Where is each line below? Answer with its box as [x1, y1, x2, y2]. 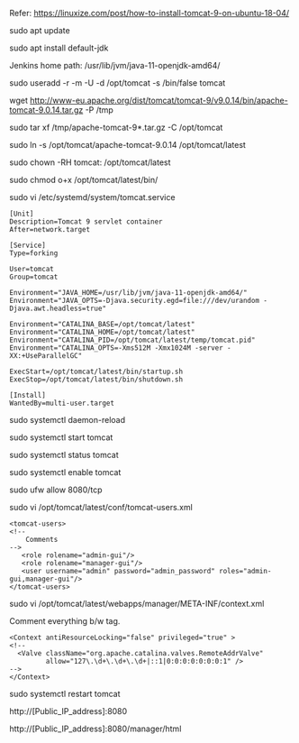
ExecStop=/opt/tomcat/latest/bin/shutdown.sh [9, 375, 183, 384]
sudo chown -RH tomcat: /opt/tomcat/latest [9, 157, 171, 168]
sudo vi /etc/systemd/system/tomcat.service [9, 192, 176, 202]
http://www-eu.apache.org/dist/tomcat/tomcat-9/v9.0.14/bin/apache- [30, 95, 288, 105]
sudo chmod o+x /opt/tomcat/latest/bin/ [9, 175, 159, 185]
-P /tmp [85, 105, 114, 115]
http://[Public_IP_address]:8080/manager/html [9, 723, 182, 734]
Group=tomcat [9, 272, 59, 281]
